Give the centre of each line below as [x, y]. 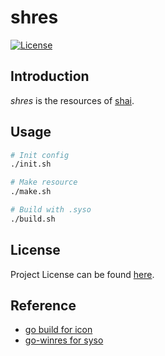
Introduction [50, 76]
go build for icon [58, 330]
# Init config [40, 155]
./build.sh [33, 219]
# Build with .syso [51, 210]
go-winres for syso [64, 340]
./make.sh [31, 192]
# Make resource [44, 182]
